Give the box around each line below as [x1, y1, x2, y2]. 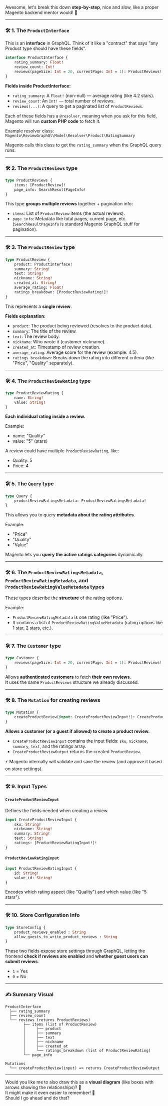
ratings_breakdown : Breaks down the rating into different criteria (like [12, 354, 154, 360]
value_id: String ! [14, 875, 52, 880]
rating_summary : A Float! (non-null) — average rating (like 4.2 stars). [12, 92, 154, 98]
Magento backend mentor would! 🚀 [5, 9, 77, 15]
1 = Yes [12, 968, 28, 974]
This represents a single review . [5, 303, 72, 309]
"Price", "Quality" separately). [12, 360, 74, 366]
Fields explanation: [5, 313, 46, 319]
